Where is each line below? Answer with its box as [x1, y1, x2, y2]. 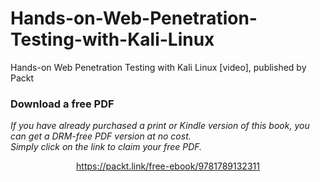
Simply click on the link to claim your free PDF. [10, 141, 203, 153]
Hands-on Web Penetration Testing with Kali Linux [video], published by [10, 61, 307, 73]
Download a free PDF [10, 97, 115, 111]
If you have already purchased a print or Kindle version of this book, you [10, 120, 310, 132]
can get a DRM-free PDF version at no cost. [10, 130, 192, 142]
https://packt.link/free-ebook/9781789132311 [76, 160, 260, 172]
